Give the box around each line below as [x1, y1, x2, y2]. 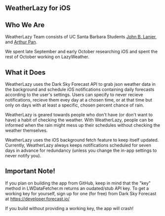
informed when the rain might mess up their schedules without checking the [5, 122, 161, 128]
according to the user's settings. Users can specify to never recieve [5, 92, 143, 98]
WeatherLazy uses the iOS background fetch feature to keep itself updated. [5, 137, 159, 143]
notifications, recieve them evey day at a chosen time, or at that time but [5, 97, 152, 103]
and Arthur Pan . [5, 39, 38, 45]
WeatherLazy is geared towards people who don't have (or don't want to [5, 112, 153, 118]
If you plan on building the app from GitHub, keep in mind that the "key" [5, 180, 151, 186]
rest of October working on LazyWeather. [5, 54, 89, 60]
